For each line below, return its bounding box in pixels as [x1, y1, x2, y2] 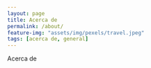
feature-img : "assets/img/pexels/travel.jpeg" [7, 29, 145, 36]
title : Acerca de [7, 16, 58, 23]
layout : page [7, 10, 45, 17]
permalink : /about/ [7, 23, 64, 30]
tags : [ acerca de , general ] [7, 36, 89, 43]
